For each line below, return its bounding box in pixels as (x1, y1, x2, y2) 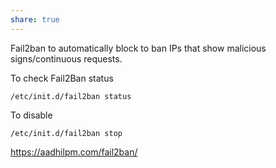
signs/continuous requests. (10, 52, 123, 65)
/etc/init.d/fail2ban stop (10, 128, 123, 138)
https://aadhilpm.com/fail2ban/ (10, 146, 138, 158)
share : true (10, 14, 60, 25)
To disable (10, 109, 53, 121)
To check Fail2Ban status (10, 72, 114, 84)
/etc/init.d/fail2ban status (10, 91, 132, 101)
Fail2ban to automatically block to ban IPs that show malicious (10, 42, 267, 54)
